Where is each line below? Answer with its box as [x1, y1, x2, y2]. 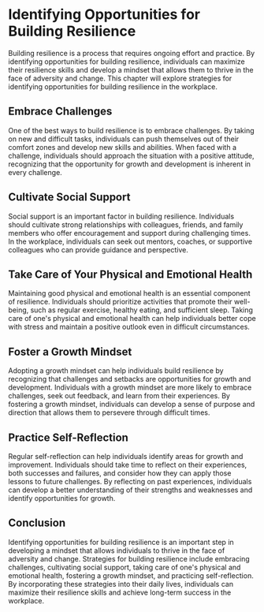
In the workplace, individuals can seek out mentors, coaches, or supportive [8, 237, 253, 246]
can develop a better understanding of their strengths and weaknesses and [8, 485, 253, 494]
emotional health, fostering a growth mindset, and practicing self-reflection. [8, 570, 254, 580]
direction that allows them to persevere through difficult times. [8, 408, 210, 417]
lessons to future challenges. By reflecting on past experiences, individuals [8, 477, 252, 486]
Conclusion [8, 517, 66, 530]
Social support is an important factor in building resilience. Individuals [8, 211, 235, 221]
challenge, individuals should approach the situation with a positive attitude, [8, 151, 255, 160]
